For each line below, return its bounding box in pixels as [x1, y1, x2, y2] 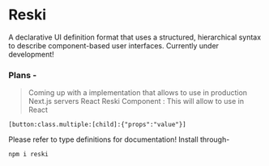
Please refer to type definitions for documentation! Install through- [8, 135, 230, 144]
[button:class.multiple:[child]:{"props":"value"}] [8, 121, 186, 129]
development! [8, 49, 54, 59]
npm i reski [8, 151, 49, 159]
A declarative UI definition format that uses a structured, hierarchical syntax [8, 32, 262, 42]
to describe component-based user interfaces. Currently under [8, 40, 220, 50]
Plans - [8, 69, 37, 81]
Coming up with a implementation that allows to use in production [28, 88, 248, 98]
